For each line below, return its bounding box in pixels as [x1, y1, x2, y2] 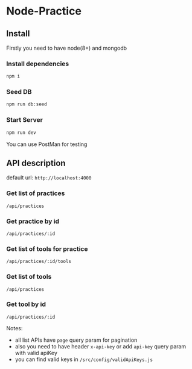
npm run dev [6, 129, 36, 136]
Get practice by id [6, 217, 59, 225]
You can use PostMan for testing [6, 141, 88, 148]
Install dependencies [6, 59, 69, 68]
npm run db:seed [6, 101, 47, 107]
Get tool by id [6, 300, 46, 308]
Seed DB [6, 88, 32, 96]
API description [6, 158, 66, 168]
